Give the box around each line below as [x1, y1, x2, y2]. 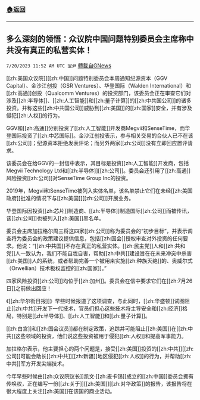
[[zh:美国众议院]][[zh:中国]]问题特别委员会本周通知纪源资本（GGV [6, 75, 168, 82]
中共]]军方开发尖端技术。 [6, 360, 68, 367]
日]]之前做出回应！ [6, 285, 52, 292]
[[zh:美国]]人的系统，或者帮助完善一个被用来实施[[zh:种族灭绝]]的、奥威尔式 [6, 258, 193, 265]
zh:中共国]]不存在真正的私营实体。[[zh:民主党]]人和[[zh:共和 [38, 243, 186, 250]
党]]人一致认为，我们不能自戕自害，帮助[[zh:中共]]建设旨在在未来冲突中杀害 [6, 250, 192, 257]
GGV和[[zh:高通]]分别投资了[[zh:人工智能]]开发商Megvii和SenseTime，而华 [6, 125, 190, 132]
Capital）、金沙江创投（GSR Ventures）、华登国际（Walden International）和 [6, 82, 192, 89]
